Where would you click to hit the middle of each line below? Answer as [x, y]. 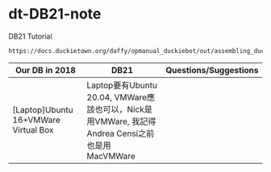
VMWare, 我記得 [125, 121]
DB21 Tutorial [30, 36]
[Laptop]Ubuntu [43, 109]
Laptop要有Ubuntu [122, 85]
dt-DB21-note [55, 14]
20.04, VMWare [117, 97]
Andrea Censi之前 [121, 133]
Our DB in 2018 [46, 70]
